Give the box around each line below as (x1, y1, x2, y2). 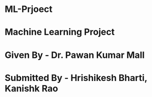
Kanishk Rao (5, 82, 58, 94)
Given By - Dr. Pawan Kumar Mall (5, 49, 145, 60)
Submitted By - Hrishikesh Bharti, (5, 72, 147, 83)
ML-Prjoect (5, 3, 53, 15)
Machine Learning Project (5, 26, 115, 38)
